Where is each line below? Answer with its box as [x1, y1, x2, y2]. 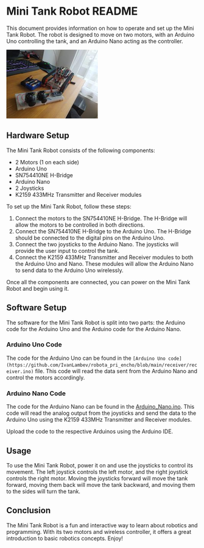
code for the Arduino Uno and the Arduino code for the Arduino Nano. [6, 325, 181, 332]
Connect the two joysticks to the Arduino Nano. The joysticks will [15, 240, 178, 248]
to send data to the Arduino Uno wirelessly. [15, 266, 124, 274]
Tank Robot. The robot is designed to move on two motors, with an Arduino [6, 31, 195, 38]
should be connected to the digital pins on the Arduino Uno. [15, 234, 166, 241]
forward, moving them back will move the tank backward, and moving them [6, 481, 195, 488]
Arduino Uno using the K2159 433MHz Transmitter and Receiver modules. [6, 416, 192, 423]
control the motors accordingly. [6, 374, 85, 381]
